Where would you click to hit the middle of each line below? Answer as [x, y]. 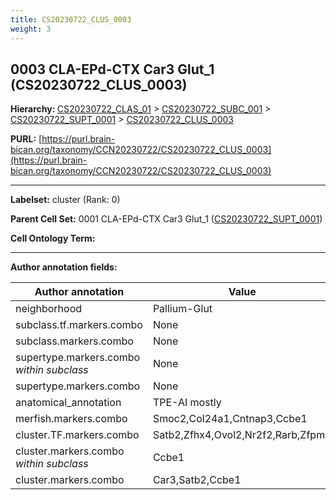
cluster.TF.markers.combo [77, 435]
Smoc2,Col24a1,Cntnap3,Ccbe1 [230, 419]
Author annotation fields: [64, 267]
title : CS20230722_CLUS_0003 [71, 19]
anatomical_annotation [68, 403]
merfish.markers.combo [71, 419]
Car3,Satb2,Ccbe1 [197, 480]
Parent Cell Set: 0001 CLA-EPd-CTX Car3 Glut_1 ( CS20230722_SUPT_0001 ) [166, 219]
